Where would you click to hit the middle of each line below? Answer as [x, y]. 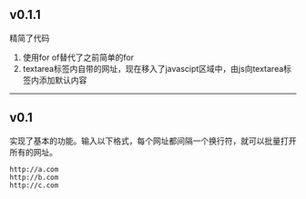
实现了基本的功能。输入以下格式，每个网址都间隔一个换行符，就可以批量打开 [153, 141]
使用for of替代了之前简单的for [78, 57]
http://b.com [34, 177]
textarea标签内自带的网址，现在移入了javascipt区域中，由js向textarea [153, 68]
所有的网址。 [33, 152]
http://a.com [34, 169]
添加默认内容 [63, 80]
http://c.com [34, 185]
